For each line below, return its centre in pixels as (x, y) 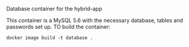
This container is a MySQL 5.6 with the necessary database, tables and (94, 20)
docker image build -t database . (50, 38)
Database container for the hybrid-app (54, 9)
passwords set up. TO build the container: (58, 27)
